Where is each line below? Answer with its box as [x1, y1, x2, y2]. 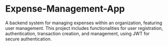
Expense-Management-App [5, 3, 125, 15]
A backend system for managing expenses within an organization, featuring [5, 20, 162, 26]
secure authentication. [5, 36, 52, 42]
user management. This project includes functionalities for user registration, [5, 25, 163, 31]
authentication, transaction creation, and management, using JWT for [5, 30, 150, 36]
